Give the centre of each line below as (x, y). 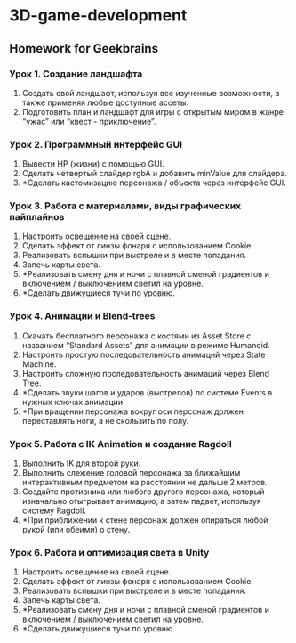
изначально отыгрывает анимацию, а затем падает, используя (142, 501)
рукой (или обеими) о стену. (76, 530)
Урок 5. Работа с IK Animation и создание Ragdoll (121, 444)
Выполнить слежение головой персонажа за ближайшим (131, 473)
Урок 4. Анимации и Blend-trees (82, 316)
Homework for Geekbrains (84, 49)
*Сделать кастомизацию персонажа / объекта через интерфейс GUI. (154, 183)
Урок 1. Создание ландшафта (76, 74)
